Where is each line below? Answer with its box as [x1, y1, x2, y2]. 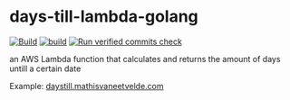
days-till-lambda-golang [9, 6, 199, 27]
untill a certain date [9, 63, 82, 74]
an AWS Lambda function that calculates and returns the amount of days [9, 53, 281, 64]
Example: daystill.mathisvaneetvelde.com [9, 80, 164, 91]
